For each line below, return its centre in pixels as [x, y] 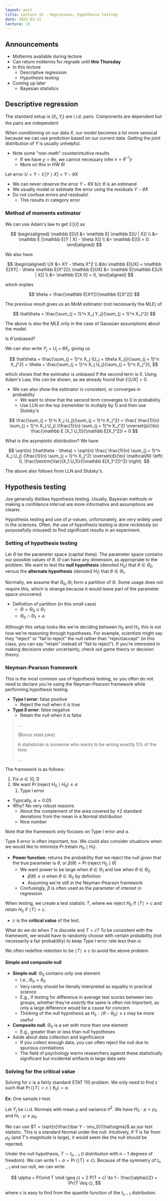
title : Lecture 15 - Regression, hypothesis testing [61, 15]
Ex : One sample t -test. [28, 1098]
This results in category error [50, 200]
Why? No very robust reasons [43, 806]
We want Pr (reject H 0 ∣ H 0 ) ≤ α [45, 785]
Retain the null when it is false [51, 715]
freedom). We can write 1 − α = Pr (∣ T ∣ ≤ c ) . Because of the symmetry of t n [83, 1161]
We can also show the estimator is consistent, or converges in [76, 389]
